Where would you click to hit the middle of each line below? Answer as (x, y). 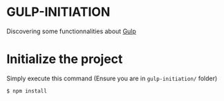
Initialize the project (65, 59)
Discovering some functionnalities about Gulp (71, 31)
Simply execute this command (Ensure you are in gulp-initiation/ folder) (112, 78)
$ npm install (27, 91)
